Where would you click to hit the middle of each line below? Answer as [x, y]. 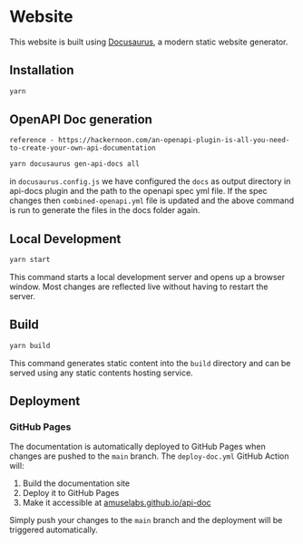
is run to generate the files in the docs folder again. [105, 210]
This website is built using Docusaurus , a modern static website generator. [149, 42]
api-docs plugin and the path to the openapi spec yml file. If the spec [138, 191]
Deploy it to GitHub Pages [71, 493]
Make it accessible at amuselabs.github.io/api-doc [117, 503]
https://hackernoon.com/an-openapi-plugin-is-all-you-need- [174, 141]
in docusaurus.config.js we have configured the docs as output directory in [150, 181]
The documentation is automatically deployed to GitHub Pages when [137, 447]
